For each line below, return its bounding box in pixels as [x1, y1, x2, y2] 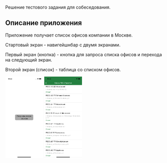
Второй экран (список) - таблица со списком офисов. [5, 66, 121, 72]
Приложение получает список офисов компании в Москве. [5, 32, 133, 38]
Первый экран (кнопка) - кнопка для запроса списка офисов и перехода [5, 51, 162, 57]
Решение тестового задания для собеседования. [5, 5, 111, 10]
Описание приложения [5, 19, 82, 27]
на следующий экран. [5, 57, 52, 63]
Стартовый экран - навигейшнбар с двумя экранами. [5, 42, 121, 48]
